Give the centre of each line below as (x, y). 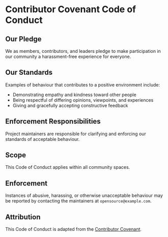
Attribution (23, 217)
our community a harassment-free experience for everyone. (68, 56)
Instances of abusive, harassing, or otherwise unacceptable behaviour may (84, 196)
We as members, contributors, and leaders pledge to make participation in (83, 51)
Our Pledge (23, 39)
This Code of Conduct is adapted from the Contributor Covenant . (73, 229)
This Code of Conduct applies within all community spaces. (68, 167)
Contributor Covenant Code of (71, 9)
